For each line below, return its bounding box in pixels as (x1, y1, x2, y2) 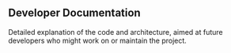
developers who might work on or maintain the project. (8, 36, 187, 45)
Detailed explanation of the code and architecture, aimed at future (8, 27, 223, 36)
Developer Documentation (8, 6, 141, 20)
